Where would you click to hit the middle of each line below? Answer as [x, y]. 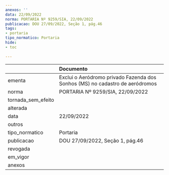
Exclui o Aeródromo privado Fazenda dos [108, 77]
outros [16, 124]
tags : [11, 29]
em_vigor [18, 157]
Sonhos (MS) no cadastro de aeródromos [108, 83]
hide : [11, 43]
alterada [18, 108]
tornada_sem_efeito [31, 100]
